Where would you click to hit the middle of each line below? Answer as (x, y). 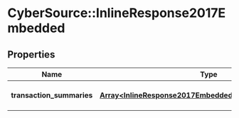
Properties (31, 54)
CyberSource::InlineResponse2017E (117, 13)
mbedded (36, 28)
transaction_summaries (52, 95)
